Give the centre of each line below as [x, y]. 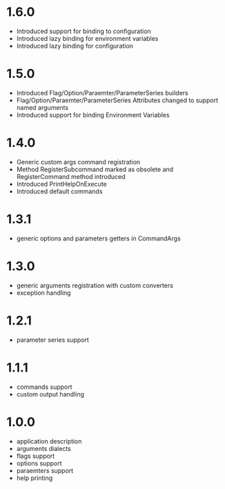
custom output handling [50, 394]
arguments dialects [44, 448]
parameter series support [52, 340]
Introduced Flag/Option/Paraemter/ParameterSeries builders [102, 93]
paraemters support [45, 470]
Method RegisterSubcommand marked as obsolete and [95, 169]
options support [39, 463]
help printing [35, 478]
